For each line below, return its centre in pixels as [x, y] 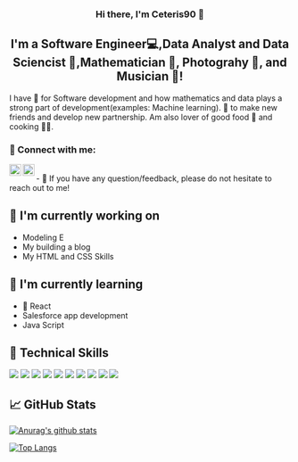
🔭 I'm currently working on [85, 216]
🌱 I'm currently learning [76, 285]
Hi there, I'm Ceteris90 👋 [150, 14]
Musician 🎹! [150, 76]
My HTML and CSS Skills [68, 256]
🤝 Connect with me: [53, 149]
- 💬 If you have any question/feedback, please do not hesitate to [154, 178]
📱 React [37, 306]
